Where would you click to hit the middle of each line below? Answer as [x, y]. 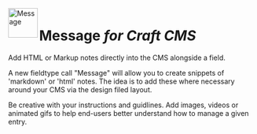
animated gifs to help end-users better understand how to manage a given [128, 113]
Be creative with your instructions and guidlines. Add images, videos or [123, 105]
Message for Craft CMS [117, 36]
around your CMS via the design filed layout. [80, 89]
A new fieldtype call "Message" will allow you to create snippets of [116, 73]
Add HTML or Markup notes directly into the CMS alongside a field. [117, 58]
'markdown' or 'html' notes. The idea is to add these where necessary [121, 81]
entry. [18, 121]
